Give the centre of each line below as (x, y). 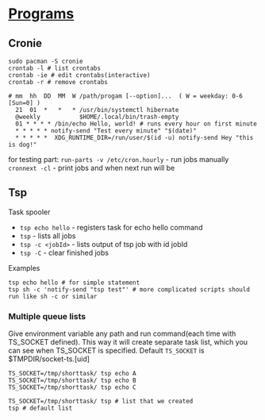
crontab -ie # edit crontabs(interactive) (79, 75)
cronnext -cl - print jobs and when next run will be (92, 168)
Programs (41, 14)
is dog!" (23, 144)
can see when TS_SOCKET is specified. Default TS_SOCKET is (106, 351)
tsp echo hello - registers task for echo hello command (111, 227)
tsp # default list (40, 408)
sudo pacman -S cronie (46, 61)
